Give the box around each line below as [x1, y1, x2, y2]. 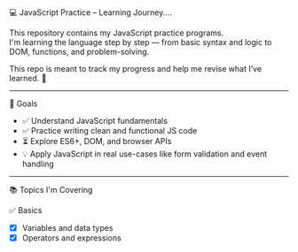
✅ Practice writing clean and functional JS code [21, 126, 198, 135]
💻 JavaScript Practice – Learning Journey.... [9, 7, 173, 18]
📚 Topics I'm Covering [9, 185, 93, 195]
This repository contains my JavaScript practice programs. [9, 27, 224, 38]
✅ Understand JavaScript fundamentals [21, 116, 169, 126]
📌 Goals [9, 98, 38, 109]
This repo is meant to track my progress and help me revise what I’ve [9, 64, 263, 73]
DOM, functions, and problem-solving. [9, 47, 150, 57]
